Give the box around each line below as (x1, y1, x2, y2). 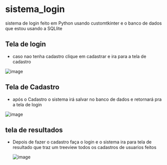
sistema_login (5, 4, 65, 15)
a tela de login (12, 101, 42, 107)
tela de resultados (5, 125, 63, 134)
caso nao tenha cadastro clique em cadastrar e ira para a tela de (12, 53, 147, 59)
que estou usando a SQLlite (5, 25, 63, 31)
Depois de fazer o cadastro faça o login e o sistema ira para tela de (12, 139, 152, 145)
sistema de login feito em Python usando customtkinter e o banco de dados (5, 20, 162, 26)
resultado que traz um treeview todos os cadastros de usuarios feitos (12, 144, 157, 150)
